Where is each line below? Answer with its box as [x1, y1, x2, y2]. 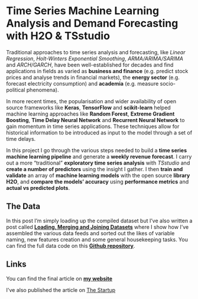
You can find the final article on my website [6, 275, 113, 282]
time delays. [6, 135, 36, 142]
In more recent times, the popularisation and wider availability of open [6, 97, 177, 104]
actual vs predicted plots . [6, 184, 70, 191]
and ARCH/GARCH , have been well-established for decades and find [6, 61, 174, 68]
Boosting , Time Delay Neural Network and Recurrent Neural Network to [6, 116, 185, 123]
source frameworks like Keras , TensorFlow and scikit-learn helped [6, 104, 171, 111]
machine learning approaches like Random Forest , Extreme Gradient [6, 110, 175, 117]
